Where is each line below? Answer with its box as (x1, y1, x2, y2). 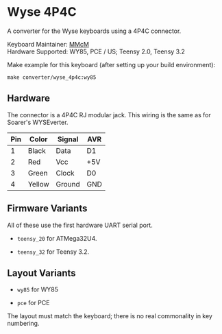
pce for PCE (16, 299, 50, 307)
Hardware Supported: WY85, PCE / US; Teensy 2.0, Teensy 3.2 (7, 47, 185, 56)
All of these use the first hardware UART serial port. (7, 221, 153, 229)
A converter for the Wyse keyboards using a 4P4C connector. (7, 27, 182, 35)
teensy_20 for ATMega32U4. (16, 234, 97, 242)
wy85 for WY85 (16, 285, 59, 294)
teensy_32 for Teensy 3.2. (16, 248, 90, 256)
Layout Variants (7, 267, 77, 278)
